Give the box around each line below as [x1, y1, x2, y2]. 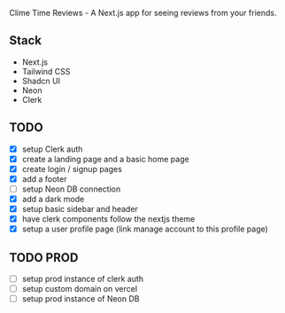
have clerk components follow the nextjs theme [21, 214, 196, 224]
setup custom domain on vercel [21, 284, 138, 294]
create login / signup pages [21, 163, 122, 174]
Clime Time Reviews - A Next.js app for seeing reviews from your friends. [9, 8, 277, 18]
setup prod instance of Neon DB [21, 293, 140, 304]
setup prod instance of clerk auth [21, 274, 144, 284]
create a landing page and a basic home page [21, 153, 189, 164]
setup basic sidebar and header [21, 204, 139, 214]
